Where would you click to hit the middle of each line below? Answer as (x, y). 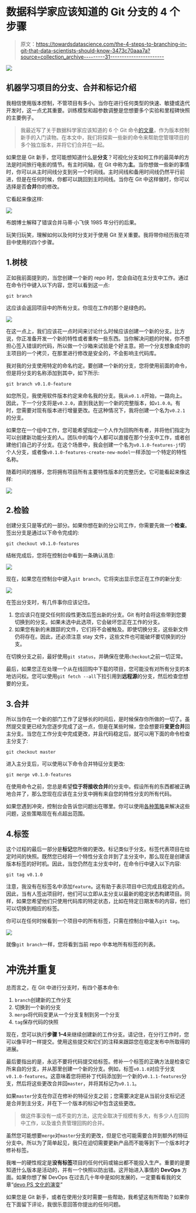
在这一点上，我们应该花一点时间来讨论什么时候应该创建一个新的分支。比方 (95, 331)
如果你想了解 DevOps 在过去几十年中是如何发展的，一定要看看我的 (96, 1177)
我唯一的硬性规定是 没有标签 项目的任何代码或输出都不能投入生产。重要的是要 (98, 1162)
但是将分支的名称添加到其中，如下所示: (53, 373)
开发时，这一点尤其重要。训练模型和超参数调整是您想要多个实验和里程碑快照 (98, 110)
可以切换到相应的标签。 (34, 908)
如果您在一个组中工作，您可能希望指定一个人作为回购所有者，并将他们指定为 (98, 430)
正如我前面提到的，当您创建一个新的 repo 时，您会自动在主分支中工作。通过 (97, 277)
